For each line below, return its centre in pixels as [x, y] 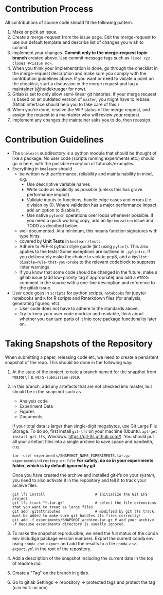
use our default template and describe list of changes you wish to [78, 42]
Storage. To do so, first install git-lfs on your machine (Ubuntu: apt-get [85, 431]
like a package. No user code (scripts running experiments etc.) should [83, 158]
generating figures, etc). [36, 303]
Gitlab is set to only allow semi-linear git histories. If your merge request [84, 94]
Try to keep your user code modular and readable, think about [81, 313]
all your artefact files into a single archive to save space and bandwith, [83, 441]
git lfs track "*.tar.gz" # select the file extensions [84, 503]
